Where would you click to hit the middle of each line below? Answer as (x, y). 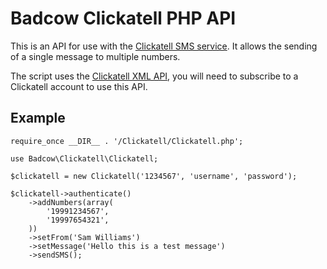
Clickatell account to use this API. (79, 86)
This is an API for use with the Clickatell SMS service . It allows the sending (164, 46)
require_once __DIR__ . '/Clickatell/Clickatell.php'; (127, 141)
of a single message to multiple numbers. (95, 56)
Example (38, 118)
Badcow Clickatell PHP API (123, 18)
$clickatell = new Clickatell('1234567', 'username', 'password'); (154, 176)
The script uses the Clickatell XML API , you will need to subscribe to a (154, 76)
